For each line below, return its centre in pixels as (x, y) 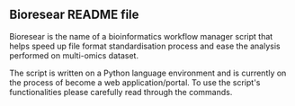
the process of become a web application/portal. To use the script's (135, 82)
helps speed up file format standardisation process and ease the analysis (145, 46)
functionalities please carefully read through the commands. (121, 92)
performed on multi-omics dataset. (74, 55)
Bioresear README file (74, 15)
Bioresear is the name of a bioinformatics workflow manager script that (141, 36)
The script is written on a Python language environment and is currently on (148, 73)
